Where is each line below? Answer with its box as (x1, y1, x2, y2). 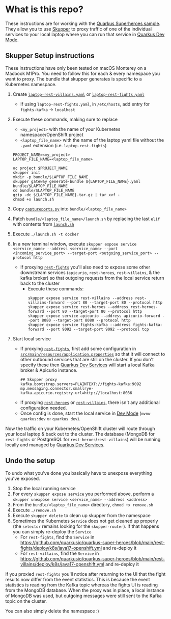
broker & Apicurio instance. (20, 367, 78, 373)
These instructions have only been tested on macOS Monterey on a (5, 65, 147, 71)
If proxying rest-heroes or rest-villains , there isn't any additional (20, 399, 160, 406)
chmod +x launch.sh (12, 197, 54, 202)
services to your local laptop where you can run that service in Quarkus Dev (5, 31, 165, 37)
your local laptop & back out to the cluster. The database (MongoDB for (5, 430, 155, 437)
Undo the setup (5, 456, 55, 465)
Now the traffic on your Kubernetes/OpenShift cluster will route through (5, 425, 155, 432)
